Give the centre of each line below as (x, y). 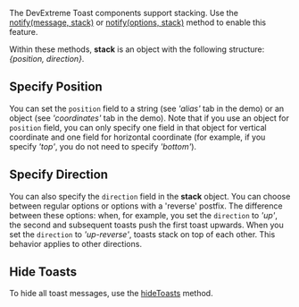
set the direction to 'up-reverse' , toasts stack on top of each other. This (142, 234)
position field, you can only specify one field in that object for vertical (138, 127)
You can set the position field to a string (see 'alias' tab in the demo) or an (147, 108)
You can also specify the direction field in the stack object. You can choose (150, 196)
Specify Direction (59, 175)
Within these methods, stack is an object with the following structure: (137, 49)
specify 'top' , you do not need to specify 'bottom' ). (103, 146)
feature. (24, 32)
